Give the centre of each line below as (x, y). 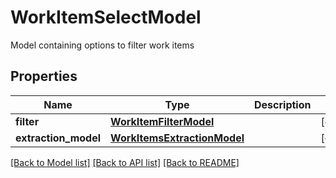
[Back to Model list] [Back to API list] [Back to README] (125, 162)
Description (283, 104)
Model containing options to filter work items (102, 45)
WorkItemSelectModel (106, 17)
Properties (44, 76)
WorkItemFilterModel (162, 121)
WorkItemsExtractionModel (177, 138)
